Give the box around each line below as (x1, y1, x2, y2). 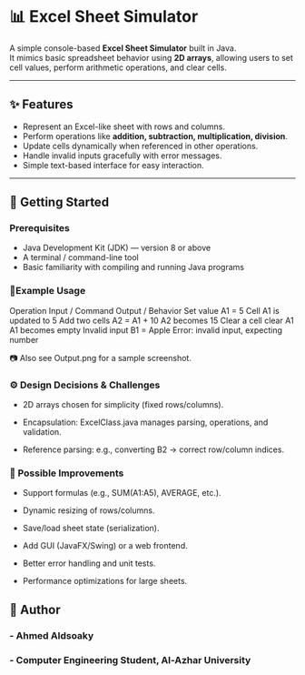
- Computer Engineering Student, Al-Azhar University (9, 653, 251, 666)
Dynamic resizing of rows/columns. (22, 505, 155, 516)
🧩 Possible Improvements (9, 467, 124, 479)
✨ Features (9, 96, 74, 113)
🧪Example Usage (9, 285, 86, 297)
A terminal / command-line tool (22, 252, 139, 263)
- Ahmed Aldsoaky (9, 629, 94, 641)
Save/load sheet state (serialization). (22, 523, 160, 534)
